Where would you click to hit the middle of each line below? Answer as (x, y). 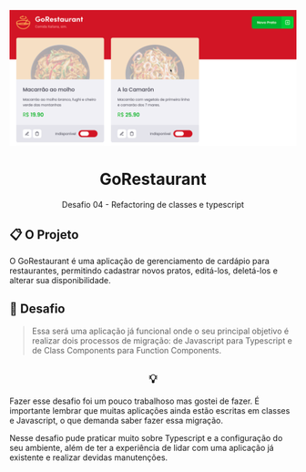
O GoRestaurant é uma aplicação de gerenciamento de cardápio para (140, 261)
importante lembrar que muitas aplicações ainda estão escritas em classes (150, 410)
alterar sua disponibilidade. (60, 280)
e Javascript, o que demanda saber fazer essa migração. (116, 420)
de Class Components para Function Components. (126, 350)
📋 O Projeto (44, 235)
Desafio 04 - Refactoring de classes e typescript (153, 205)
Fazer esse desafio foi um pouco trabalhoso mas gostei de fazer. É (134, 401)
